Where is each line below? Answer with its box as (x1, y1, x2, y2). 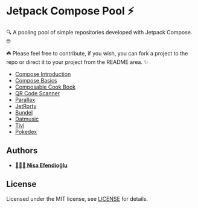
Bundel (14, 109, 33, 116)
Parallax (14, 96, 36, 103)
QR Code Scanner (14, 89, 60, 96)
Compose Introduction (14, 70, 71, 78)
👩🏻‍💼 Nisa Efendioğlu (14, 162, 68, 169)
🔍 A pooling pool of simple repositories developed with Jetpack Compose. (6, 28, 193, 36)
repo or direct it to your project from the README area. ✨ (6, 58, 149, 66)
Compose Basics (14, 77, 57, 84)
